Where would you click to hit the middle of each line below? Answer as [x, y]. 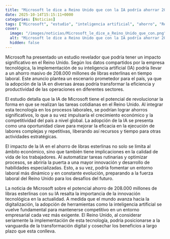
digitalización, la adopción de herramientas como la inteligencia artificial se [83, 204]
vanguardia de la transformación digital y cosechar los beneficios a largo [81, 225]
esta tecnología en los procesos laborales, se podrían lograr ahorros [76, 109]
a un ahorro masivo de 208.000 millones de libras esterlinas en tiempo [79, 73]
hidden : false [25, 43]
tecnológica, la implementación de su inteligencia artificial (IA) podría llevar [83, 68]
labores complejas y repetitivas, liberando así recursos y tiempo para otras [83, 131]
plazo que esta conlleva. [31, 231]
